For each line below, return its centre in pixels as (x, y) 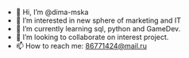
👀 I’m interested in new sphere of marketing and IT (98, 20)
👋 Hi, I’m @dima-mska (52, 12)
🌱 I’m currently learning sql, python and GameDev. (98, 29)
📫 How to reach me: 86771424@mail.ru (81, 46)
